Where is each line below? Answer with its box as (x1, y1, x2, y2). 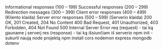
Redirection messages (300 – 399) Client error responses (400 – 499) (5, 9, 147, 15)
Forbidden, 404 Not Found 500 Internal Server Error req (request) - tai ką (5, 25, 154, 31)
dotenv (5, 40, 20, 46)
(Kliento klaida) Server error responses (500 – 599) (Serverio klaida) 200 (5, 15, 152, 20)
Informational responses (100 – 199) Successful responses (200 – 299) (5, 4, 148, 10)
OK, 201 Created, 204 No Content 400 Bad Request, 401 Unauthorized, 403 (5, 19, 159, 25)
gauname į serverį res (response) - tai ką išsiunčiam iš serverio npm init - (5, 30, 153, 35)
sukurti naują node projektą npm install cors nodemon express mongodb (5, 35, 152, 41)
